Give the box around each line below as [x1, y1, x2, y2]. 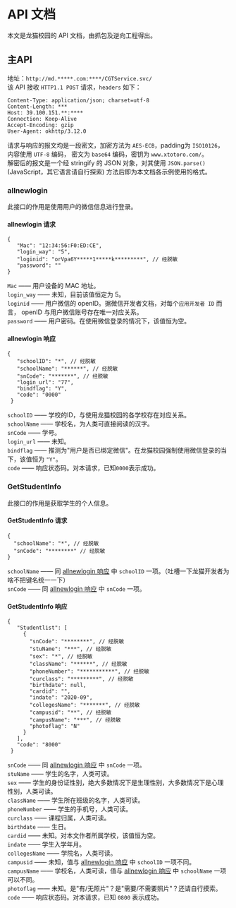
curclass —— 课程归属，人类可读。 [7, 813, 111, 823]
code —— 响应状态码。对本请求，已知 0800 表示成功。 [7, 893, 163, 902]
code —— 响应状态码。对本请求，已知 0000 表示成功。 [7, 464, 160, 472]
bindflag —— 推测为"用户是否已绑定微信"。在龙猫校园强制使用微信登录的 [7, 446, 221, 455]
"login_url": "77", [16, 379, 74, 386]
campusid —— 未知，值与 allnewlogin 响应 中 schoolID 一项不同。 [7, 858, 196, 866]
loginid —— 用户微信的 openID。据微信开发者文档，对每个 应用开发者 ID [7, 299, 215, 308]
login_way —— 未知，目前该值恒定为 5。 [7, 290, 125, 299]
